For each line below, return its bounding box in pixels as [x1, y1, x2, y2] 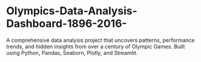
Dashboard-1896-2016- [6, 17, 127, 30]
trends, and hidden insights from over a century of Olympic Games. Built [6, 43, 185, 50]
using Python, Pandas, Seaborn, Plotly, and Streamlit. [6, 49, 138, 56]
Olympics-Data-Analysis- [6, 4, 138, 18]
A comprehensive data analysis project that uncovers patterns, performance [6, 36, 195, 44]
